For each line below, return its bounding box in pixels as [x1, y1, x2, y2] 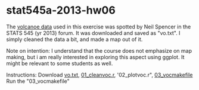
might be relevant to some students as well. [6, 60, 113, 67]
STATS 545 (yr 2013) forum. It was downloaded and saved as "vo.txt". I [6, 29, 181, 36]
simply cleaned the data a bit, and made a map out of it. [6, 36, 143, 43]
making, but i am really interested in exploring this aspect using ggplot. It [6, 53, 185, 60]
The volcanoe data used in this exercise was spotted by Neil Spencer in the [6, 23, 191, 30]
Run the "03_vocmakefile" [6, 78, 70, 85]
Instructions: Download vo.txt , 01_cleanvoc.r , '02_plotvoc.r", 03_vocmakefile [6, 71, 193, 78]
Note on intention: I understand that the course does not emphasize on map [6, 47, 192, 54]
